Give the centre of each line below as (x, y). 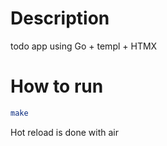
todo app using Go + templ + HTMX (84, 46)
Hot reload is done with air (65, 132)
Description (60, 18)
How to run (57, 86)
